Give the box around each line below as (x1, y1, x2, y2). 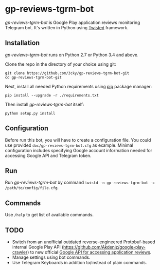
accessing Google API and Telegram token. (5, 153, 91, 158)
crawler (12, 250, 28, 255)
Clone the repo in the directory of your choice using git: (5, 61, 116, 67)
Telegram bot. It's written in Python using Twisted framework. (5, 24, 129, 30)
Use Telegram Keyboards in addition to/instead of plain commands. (12, 260, 147, 265)
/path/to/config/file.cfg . (5, 185, 59, 191)
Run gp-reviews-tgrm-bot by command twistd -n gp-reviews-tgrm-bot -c (5, 179, 155, 186)
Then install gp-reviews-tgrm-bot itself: (5, 101, 84, 107)
